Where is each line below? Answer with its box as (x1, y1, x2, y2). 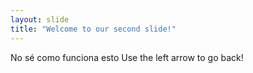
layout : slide (10, 14, 70, 25)
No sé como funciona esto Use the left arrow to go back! (10, 51, 244, 63)
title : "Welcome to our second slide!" (10, 24, 177, 34)
